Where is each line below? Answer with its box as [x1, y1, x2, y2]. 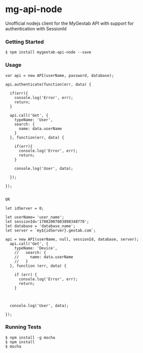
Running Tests [5, 324, 41, 331]
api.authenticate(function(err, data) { [5, 82, 92, 87]
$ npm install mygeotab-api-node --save [5, 50, 92, 55]
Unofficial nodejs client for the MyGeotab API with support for [5, 20, 134, 26]
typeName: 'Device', [14, 245, 58, 251]
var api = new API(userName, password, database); [5, 73, 114, 78]
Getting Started [5, 38, 44, 45]
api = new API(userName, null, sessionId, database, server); [5, 237, 139, 242]
